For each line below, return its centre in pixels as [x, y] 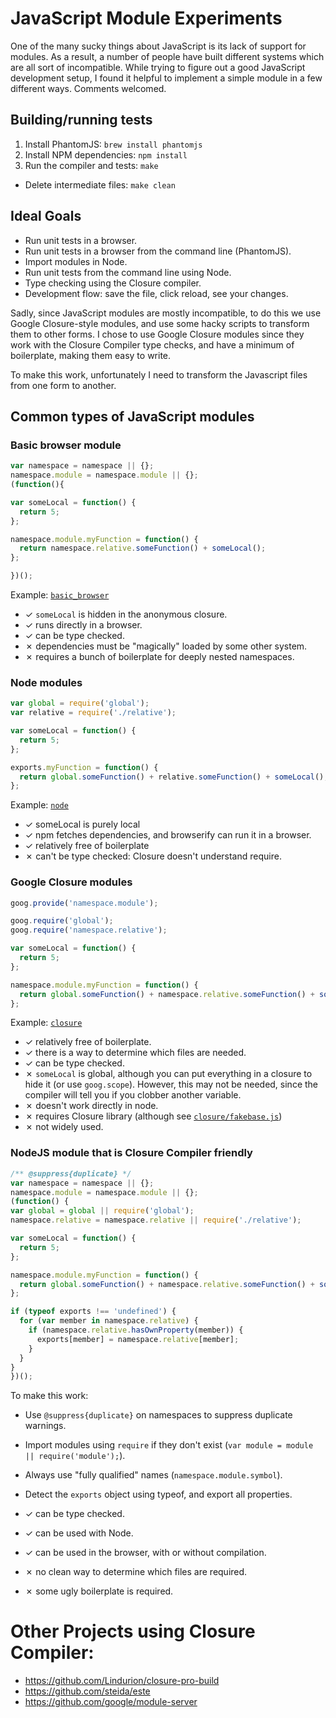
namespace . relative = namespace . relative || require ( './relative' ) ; [156, 1220]
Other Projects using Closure [133, 1631]
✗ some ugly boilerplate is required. [99, 1591]
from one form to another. [63, 385]
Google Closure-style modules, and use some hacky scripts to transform [160, 323]
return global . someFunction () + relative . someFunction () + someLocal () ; [174, 777]
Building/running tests [81, 120]
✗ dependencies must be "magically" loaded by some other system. [166, 646]
